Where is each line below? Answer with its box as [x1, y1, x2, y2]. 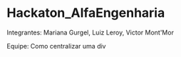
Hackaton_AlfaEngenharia [6, 5, 165, 21]
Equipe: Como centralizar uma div [6, 42, 106, 50]
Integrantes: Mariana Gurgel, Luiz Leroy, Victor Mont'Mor [6, 28, 174, 37]
